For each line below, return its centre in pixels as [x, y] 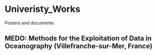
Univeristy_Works [43, 9]
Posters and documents [29, 23]
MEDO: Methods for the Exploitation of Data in [78, 38]
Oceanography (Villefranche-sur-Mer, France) [78, 46]
